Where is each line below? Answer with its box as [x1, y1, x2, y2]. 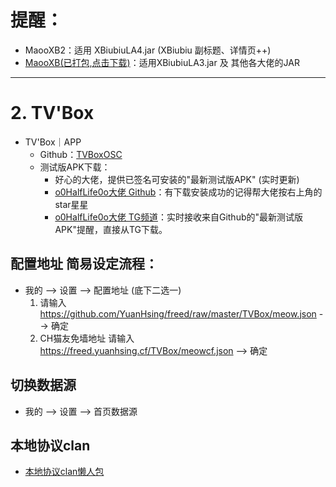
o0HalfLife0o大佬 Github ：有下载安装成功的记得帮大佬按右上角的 [54, 186, 323, 198]
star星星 [54, 198, 89, 210]
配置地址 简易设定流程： [10, 256, 158, 273]
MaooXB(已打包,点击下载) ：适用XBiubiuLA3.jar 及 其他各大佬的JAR [24, 56, 301, 68]
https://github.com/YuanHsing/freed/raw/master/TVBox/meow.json [39, 307, 317, 320]
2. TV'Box [10, 102, 95, 125]
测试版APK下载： [39, 161, 111, 173]
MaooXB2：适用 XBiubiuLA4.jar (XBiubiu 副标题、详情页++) [24, 44, 272, 56]
